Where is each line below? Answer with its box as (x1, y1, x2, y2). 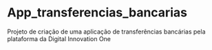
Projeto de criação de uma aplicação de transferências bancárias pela (7, 27, 206, 36)
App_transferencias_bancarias (7, 5, 188, 21)
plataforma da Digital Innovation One (7, 34, 112, 42)
